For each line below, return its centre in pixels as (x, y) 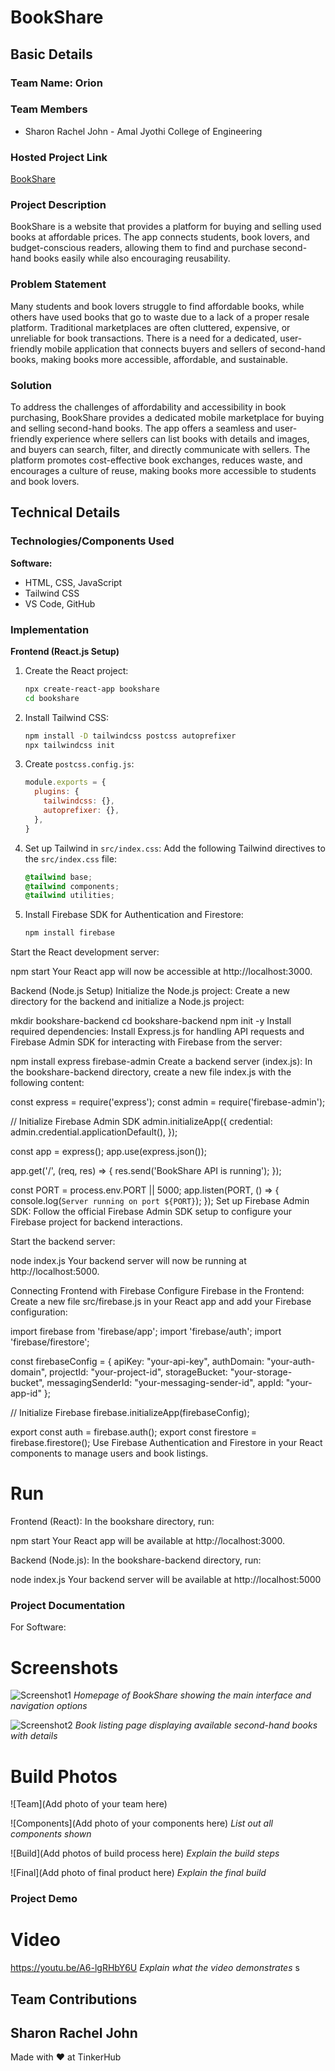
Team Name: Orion (56, 83)
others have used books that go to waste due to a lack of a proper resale (160, 317)
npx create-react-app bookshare (92, 689)
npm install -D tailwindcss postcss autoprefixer (130, 736)
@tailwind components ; (72, 886)
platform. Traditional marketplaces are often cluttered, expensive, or (150, 327)
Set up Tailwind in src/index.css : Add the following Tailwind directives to (175, 848)
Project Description (58, 205)
